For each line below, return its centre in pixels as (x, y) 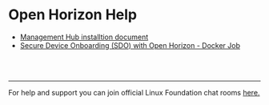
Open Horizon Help (73, 15)
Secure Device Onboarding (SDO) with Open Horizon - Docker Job (130, 45)
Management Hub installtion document (84, 37)
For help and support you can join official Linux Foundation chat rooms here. (134, 92)
